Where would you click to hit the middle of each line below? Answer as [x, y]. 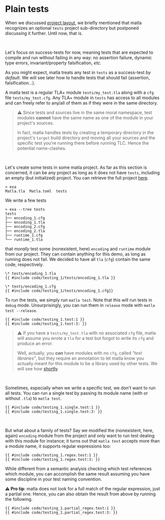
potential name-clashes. [42, 148]
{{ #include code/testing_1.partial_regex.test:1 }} [60, 508]
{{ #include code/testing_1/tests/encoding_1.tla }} [60, 278]
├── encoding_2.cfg [25, 226]
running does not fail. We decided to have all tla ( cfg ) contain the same [78, 259]
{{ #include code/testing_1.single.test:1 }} [52, 407]
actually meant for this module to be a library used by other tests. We [87, 363]
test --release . [21, 310]
